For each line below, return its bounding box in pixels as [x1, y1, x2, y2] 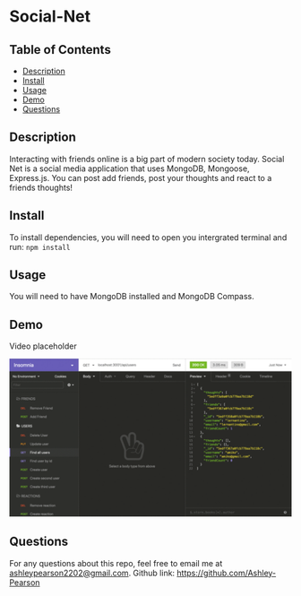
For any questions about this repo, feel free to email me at [9, 557, 223, 568]
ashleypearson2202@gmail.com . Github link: [9, 567, 176, 578]
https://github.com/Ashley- [176, 567, 277, 578]
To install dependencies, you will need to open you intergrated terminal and [9, 231, 288, 243]
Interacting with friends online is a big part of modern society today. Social [9, 153, 285, 164]
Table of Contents [9, 42, 112, 57]
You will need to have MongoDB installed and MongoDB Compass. [9, 291, 255, 302]
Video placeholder [9, 341, 78, 351]
